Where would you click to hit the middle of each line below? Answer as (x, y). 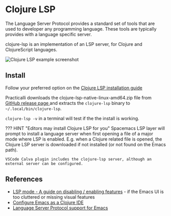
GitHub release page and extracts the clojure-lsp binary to (68, 103)
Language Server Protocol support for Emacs (60, 208)
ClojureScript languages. (31, 49)
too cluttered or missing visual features (54, 197)
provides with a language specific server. (48, 34)
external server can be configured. (44, 164)
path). (11, 150)
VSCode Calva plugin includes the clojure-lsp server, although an (79, 159)
